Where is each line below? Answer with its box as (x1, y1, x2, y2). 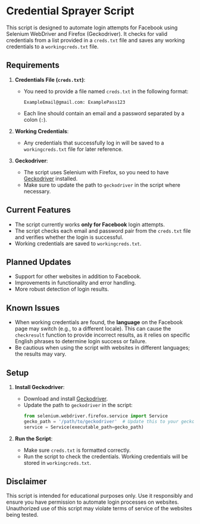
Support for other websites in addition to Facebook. (14, 273, 142, 280)
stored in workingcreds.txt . (23, 459, 91, 466)
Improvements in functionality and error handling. (14, 279, 136, 286)
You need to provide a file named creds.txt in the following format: (23, 88, 189, 95)
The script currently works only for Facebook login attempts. (14, 221, 165, 228)
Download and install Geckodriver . (23, 395, 108, 402)
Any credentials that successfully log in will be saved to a (23, 139, 164, 146)
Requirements (6, 60, 60, 70)
